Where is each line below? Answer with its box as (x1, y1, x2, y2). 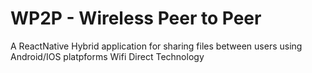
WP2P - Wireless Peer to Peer (10, 7, 262, 30)
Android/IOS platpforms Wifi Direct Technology (10, 50, 205, 62)
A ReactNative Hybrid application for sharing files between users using (10, 40, 303, 52)
